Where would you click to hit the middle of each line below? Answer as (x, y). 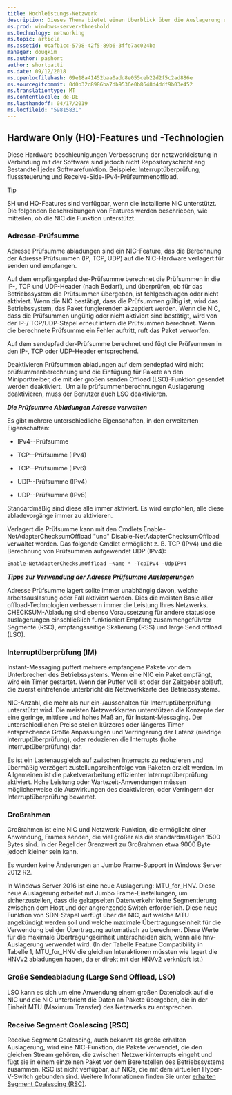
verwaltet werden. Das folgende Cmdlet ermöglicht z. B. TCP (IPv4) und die (115, 544)
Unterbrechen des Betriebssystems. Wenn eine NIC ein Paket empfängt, (110, 675)
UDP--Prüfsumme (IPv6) (52, 495)
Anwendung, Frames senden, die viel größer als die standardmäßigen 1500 (114, 837)
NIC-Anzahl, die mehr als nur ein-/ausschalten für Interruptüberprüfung (109, 703)
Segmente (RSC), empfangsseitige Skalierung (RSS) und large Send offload (115, 627)
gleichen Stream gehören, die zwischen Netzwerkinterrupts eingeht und (110, 1054)
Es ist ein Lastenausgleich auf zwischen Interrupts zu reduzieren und (105, 760)
